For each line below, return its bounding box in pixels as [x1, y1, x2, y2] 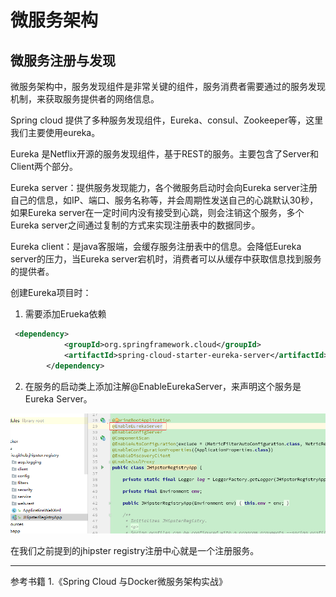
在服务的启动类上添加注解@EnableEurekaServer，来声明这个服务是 [24, 380, 302, 392]
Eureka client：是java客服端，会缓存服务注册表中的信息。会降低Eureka [10, 241, 302, 252]
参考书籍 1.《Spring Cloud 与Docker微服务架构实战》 [10, 576, 228, 588]
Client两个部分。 [10, 161, 79, 172]
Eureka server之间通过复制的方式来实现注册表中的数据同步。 [10, 219, 261, 231]
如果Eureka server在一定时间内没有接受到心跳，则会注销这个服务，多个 [10, 207, 305, 218]
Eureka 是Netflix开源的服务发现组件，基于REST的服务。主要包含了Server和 [10, 148, 319, 160]
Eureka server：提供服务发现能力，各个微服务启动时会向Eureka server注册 [10, 182, 318, 193]
